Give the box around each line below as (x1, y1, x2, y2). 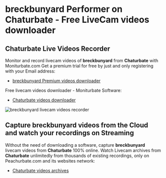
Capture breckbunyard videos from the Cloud (5, 121, 149, 130)
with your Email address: (5, 68, 55, 74)
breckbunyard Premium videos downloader (12, 78, 101, 84)
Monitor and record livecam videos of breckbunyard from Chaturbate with (5, 58, 159, 63)
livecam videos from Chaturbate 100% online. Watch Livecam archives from (5, 147, 161, 153)
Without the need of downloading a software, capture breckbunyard (5, 142, 145, 148)
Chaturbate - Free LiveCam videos (5, 14, 150, 25)
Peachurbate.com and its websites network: (5, 158, 95, 164)
